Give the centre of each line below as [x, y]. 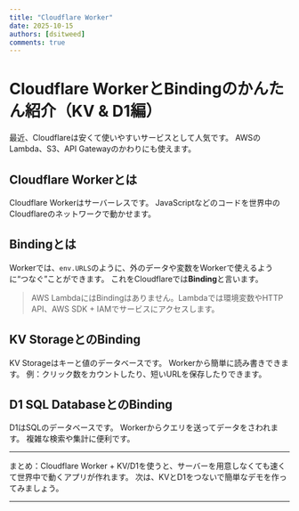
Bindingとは [43, 244]
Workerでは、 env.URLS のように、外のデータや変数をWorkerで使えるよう [141, 267]
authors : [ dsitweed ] [48, 34]
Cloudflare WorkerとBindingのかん [139, 89]
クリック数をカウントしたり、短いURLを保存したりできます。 [154, 374]
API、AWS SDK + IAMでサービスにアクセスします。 [125, 309]
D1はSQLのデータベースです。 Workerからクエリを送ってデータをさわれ [140, 427]
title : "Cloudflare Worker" [61, 17]
